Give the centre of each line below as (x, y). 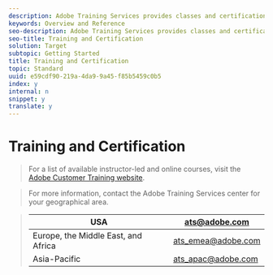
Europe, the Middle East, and (87, 236)
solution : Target (38, 46)
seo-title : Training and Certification (76, 39)
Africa (44, 246)
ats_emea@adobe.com (217, 241)
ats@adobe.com (217, 222)
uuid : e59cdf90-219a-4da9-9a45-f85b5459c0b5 (85, 76)
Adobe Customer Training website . (87, 178)
